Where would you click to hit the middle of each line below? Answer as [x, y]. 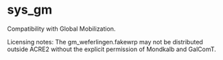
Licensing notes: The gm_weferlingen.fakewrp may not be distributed [105, 42]
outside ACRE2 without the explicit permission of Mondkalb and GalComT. [111, 49]
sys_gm [30, 10]
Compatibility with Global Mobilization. [61, 29]
